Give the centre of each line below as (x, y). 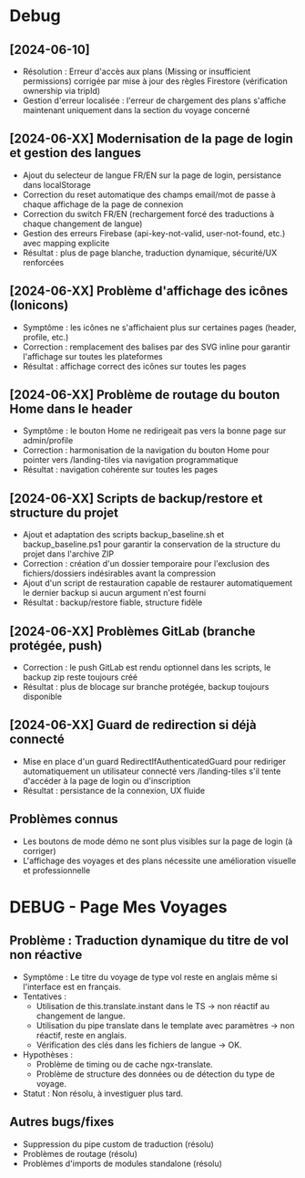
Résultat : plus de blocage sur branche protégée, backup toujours (146, 687)
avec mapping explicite (66, 243)
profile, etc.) (46, 337)
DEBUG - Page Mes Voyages (118, 907)
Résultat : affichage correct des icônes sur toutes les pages (134, 366)
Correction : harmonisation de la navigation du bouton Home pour (146, 450)
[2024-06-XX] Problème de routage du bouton (145, 395)
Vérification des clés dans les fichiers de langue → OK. (139, 1045)
